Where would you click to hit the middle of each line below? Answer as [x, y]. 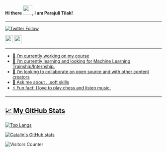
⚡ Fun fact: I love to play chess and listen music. [61, 88]
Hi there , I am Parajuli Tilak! [39, 13]
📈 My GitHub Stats [35, 111]
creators [21, 77]
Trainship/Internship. [34, 67]
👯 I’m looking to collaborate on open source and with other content [81, 72]
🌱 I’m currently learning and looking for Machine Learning [71, 61]
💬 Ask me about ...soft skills [41, 82]
